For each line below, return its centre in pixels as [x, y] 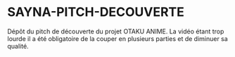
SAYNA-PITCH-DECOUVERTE [96, 12]
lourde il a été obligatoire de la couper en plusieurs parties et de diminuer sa [118, 38]
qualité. [18, 46]
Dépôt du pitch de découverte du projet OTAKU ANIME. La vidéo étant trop [116, 31]
